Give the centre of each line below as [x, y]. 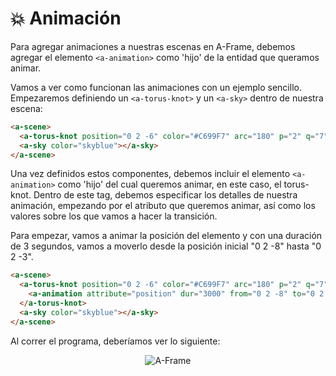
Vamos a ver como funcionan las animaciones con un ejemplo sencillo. [156, 87]
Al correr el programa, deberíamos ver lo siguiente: [115, 341]
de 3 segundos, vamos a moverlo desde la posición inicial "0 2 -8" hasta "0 [166, 246]
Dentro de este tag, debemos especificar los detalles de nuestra [165, 195]
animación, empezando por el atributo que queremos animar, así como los [163, 206]
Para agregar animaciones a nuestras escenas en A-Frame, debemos [153, 46]
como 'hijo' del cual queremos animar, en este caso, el [169, 184]
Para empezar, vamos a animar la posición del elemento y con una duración [166, 236]
